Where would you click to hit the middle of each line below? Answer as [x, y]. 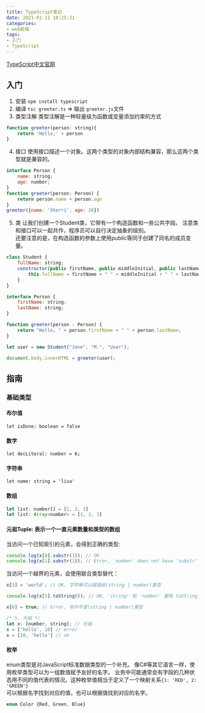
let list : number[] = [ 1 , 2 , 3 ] [47, 509]
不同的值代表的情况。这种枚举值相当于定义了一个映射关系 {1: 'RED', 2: [107, 679]
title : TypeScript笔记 [34, 12]
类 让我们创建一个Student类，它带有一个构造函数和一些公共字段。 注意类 [107, 223]
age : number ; [34, 182]
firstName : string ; [42, 303]
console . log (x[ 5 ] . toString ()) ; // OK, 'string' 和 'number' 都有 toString [102, 596]
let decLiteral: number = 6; [43, 454]
